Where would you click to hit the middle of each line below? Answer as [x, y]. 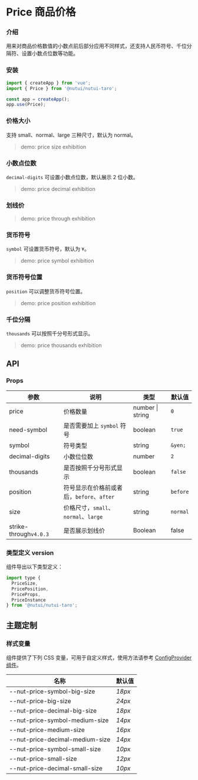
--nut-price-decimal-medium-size [60, 739]
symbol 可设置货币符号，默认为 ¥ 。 [48, 249]
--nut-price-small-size [43, 759]
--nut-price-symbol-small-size [55, 749]
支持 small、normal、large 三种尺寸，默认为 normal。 [71, 135]
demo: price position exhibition [58, 303]
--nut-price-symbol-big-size [52, 691]
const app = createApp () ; [38, 99]
